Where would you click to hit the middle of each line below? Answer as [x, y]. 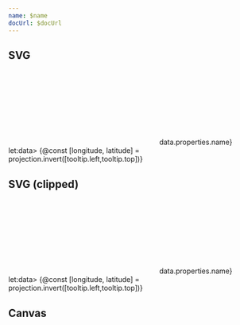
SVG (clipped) [44, 184]
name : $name [28, 16]
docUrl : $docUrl [35, 23]
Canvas [27, 313]
